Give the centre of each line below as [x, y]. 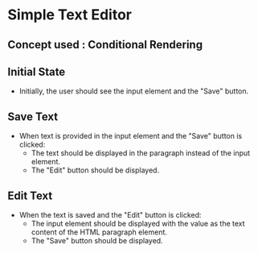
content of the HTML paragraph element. [99, 232]
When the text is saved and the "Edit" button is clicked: [110, 215]
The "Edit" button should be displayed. [95, 170]
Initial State [37, 71]
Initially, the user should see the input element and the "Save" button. [134, 91]
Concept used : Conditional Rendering [105, 45]
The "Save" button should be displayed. [97, 241]
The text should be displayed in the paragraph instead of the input [141, 153]
